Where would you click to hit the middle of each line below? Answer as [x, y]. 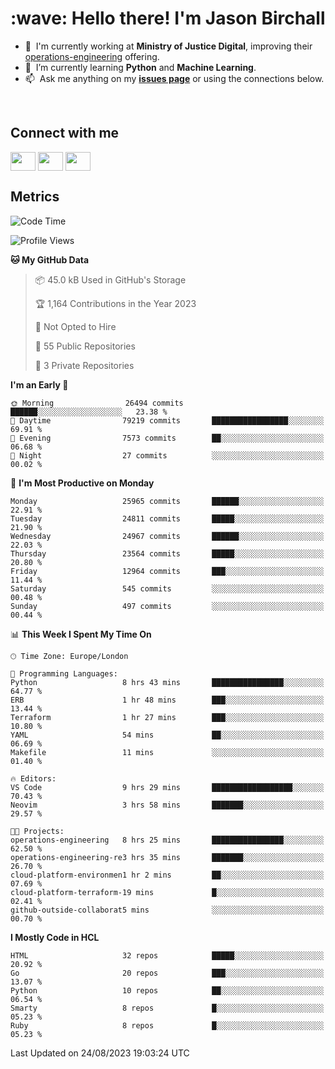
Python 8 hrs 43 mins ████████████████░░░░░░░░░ [167, 682]
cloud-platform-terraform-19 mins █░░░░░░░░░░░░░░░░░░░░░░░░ [167, 892]
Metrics [35, 197]
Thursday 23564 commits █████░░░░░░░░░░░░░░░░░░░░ [167, 553]
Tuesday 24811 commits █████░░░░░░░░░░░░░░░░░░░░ [167, 518]
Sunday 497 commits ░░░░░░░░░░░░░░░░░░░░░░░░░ [167, 606]
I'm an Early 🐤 [39, 384]
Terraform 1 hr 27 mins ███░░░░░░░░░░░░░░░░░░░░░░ [167, 717]
